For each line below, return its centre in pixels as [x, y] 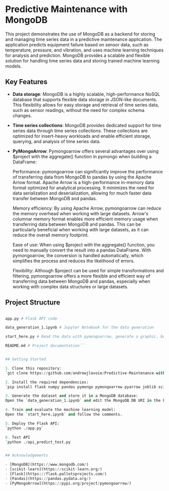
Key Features [26, 82]
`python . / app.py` [24, 428]
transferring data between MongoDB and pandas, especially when [81, 281]
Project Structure [33, 303]
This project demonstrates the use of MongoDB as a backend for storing [80, 34]
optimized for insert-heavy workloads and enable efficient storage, [82, 136]
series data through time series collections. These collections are [80, 131]
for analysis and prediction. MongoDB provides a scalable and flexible [78, 55]
